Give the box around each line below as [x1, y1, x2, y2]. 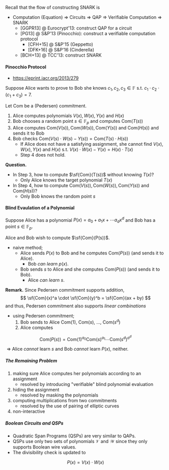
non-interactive [12, 408, 45, 414]
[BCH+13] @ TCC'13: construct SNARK [20, 52, 102, 58]
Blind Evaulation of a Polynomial [5, 205, 75, 211]
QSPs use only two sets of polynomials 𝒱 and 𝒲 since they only [12, 438, 148, 445]
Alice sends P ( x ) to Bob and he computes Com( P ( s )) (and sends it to [20, 250, 164, 256]
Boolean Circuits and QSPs [5, 420, 64, 426]
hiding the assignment [12, 387, 60, 393]
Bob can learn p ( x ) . [27, 261, 69, 267]
